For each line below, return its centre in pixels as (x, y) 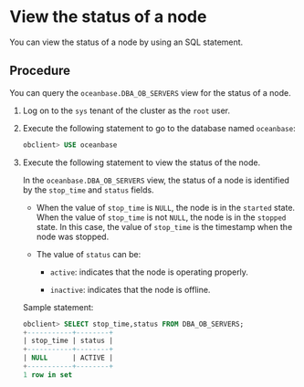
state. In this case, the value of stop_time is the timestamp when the (164, 226)
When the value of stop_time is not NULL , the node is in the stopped (161, 217)
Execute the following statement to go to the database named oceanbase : (159, 128)
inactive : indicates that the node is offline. (130, 289)
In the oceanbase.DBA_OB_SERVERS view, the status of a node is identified (156, 180)
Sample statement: (58, 307)
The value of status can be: (89, 254)
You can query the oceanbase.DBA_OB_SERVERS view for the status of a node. (150, 92)
